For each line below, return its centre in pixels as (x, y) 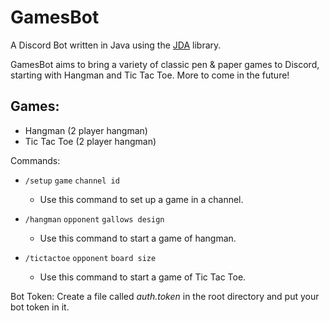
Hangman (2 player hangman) (86, 130)
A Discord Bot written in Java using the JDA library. (116, 45)
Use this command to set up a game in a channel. (141, 199)
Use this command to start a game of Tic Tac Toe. (143, 277)
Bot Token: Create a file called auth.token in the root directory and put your (165, 296)
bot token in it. (40, 307)
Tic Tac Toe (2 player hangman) (90, 141)
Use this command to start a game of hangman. (138, 238)
